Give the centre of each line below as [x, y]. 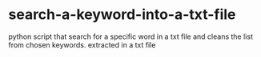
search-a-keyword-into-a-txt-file [122, 15]
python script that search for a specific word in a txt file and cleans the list [131, 36]
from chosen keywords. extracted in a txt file [82, 44]
